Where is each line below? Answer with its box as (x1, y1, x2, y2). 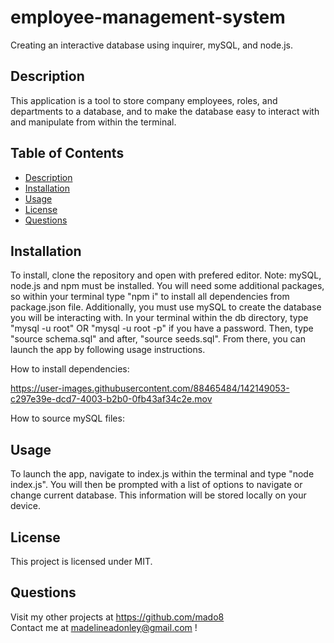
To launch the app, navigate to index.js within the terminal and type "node (10, 468, 315, 480)
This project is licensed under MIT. (10, 556, 153, 567)
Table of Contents (10, 145, 125, 162)
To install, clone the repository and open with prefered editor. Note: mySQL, (10, 269, 322, 281)
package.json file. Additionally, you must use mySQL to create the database (10, 301, 322, 313)
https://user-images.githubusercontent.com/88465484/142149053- (10, 382, 290, 395)
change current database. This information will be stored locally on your (10, 489, 307, 501)
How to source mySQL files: (10, 412, 125, 425)
